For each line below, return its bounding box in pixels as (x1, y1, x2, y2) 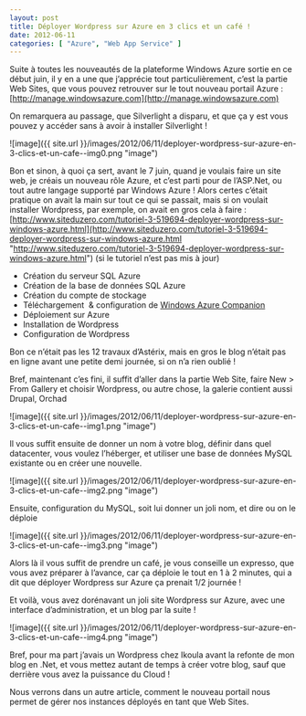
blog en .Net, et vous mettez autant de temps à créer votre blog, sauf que (9, 659, 286, 670)
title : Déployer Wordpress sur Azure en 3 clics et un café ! (9, 22, 251, 31)
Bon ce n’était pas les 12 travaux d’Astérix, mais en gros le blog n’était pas (9, 346, 286, 357)
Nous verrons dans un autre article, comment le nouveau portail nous (9, 687, 271, 698)
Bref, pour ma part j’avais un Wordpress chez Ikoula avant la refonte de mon (9, 649, 295, 660)
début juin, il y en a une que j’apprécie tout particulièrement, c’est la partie (9, 74, 288, 85)
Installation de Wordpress (22, 319, 120, 330)
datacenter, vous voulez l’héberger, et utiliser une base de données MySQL (9, 448, 292, 459)
